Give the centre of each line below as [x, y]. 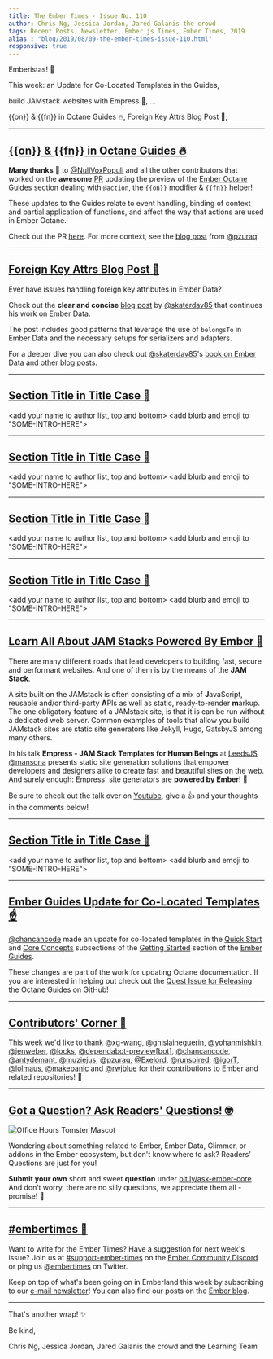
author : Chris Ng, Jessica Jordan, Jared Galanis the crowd [113, 24]
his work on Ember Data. [50, 313]
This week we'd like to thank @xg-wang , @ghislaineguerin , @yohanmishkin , [136, 1042]
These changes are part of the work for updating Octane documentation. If [134, 972]
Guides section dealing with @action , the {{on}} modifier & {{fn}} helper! [131, 187]
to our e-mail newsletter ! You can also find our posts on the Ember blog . [129, 1291]
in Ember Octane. [37, 220]
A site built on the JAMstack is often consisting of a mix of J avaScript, [126, 694]
